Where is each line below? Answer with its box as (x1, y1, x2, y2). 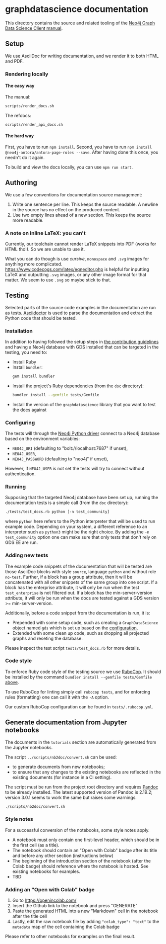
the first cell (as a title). (12, 842, 59, 848)
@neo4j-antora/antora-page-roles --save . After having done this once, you (5, 149, 159, 155)
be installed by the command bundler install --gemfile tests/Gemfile (5, 674, 152, 680)
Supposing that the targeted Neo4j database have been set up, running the (5, 495, 159, 501)
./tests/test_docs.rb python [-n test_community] (5, 510, 110, 515)
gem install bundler (12, 374, 55, 379)
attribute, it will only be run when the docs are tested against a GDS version (5, 595, 160, 601)
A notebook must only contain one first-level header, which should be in (12, 837, 160, 843)
